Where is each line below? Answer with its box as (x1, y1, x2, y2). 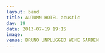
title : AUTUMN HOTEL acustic (6, 15, 80, 21)
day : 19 (6, 20, 26, 26)
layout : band (6, 9, 39, 15)
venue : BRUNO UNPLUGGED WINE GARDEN (6, 37, 99, 43)
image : (6, 32, 23, 38)
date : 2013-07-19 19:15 (6, 26, 67, 32)
